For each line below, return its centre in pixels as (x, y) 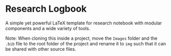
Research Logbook (46, 9)
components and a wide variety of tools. (48, 28)
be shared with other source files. (41, 49)
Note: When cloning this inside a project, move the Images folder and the (81, 38)
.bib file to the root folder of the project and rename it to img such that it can (86, 43)
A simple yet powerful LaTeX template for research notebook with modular (84, 23)
